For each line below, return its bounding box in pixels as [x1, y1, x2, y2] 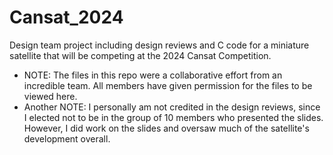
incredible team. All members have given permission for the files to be [23, 79, 313, 91]
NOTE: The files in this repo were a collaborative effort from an [23, 69, 283, 81]
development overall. [23, 132, 111, 145]
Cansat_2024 [9, 6, 124, 29]
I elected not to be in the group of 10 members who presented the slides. [23, 111, 324, 123]
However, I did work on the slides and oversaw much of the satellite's [23, 122, 310, 134]
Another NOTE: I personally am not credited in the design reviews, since [23, 101, 321, 113]
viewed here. [23, 90, 78, 102]
